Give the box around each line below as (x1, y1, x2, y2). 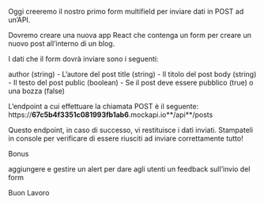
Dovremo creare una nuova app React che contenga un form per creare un (8, 31, 251, 40)
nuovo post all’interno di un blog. (8, 39, 115, 48)
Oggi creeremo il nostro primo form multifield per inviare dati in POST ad (8, 7, 244, 16)
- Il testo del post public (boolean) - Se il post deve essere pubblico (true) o (8, 78, 254, 87)
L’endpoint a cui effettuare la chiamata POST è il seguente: (8, 102, 199, 111)
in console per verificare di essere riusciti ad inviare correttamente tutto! (8, 134, 243, 143)
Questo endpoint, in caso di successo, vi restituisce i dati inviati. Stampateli (8, 126, 254, 134)
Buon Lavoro (8, 188, 50, 197)
